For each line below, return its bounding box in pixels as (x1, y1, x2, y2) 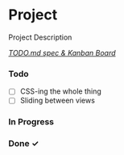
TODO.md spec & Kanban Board (8, 48, 116, 57)
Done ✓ (8, 138, 39, 149)
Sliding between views (19, 95, 95, 106)
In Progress (8, 116, 55, 128)
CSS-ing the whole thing (19, 86, 102, 96)
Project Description (8, 32, 72, 42)
